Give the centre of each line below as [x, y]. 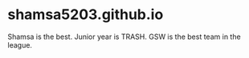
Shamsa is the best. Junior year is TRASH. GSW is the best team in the [124, 37]
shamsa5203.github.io [86, 15]
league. [20, 44]
